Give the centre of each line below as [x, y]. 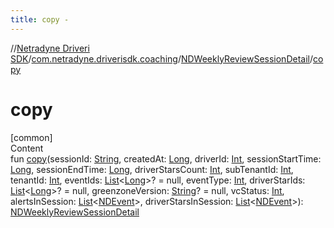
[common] [31, 137]
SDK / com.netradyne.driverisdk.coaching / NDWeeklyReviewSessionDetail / [161, 58]
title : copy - [40, 19]
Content [27, 148]
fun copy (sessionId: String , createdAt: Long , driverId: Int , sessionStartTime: [166, 158]
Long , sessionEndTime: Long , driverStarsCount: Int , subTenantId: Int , [152, 169]
